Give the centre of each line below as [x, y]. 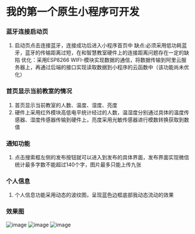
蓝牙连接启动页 [27, 32]
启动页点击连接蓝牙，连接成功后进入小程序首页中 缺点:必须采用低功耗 [98, 46]
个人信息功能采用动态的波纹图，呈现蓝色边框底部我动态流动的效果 [94, 195]
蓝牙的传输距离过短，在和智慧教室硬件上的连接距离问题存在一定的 [105, 53]
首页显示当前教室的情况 [39, 91]
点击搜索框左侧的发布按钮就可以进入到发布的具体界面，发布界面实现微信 [102, 158]
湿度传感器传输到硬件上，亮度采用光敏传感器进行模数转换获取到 [107, 120]
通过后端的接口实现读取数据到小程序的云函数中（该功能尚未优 [114, 67]
